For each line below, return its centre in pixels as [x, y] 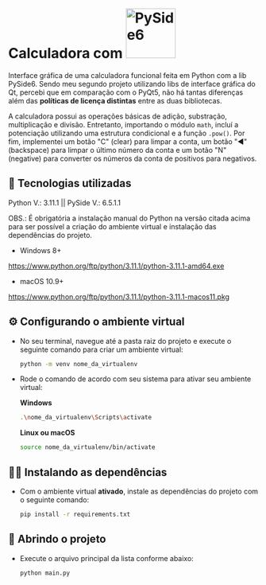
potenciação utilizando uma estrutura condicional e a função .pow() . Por [127, 133]
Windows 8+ [40, 250]
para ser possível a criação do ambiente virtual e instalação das [112, 226]
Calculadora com [66, 54]
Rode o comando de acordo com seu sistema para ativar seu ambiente [135, 379]
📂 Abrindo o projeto [57, 539]
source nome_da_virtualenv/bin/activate [87, 447]
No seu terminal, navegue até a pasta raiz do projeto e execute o [125, 341]
